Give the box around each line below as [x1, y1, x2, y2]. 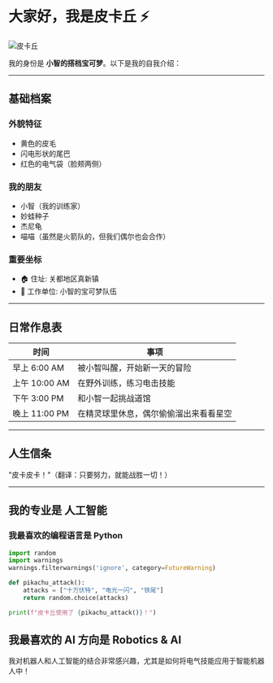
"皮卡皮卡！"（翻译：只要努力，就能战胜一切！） [8, 469, 172, 480]
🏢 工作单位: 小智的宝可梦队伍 [19, 286, 117, 297]
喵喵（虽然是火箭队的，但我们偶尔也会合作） [19, 231, 171, 241]
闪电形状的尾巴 [19, 148, 71, 159]
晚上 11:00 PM [12, 408, 70, 420]
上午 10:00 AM [12, 377, 70, 389]
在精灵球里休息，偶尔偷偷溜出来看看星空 [76, 408, 232, 420]
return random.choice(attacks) [23, 594, 129, 602]
